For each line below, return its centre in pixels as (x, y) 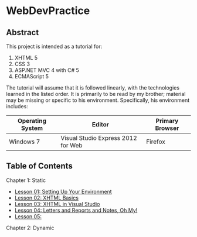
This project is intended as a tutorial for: (54, 46)
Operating (32, 121)
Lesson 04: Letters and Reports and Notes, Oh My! (76, 210)
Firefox (156, 142)
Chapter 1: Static (26, 180)
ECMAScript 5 (31, 76)
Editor (101, 124)
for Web (72, 145)
